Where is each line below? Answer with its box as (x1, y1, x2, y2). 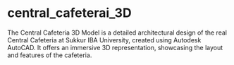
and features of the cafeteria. (7, 51, 92, 59)
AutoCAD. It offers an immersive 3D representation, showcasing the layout (7, 43, 223, 52)
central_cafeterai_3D (7, 5, 132, 21)
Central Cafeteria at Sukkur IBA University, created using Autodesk (7, 35, 202, 44)
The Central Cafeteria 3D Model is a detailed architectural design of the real (7, 28, 228, 37)
